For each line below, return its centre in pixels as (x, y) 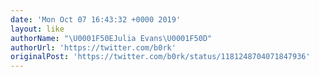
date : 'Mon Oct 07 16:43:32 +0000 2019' (96, 19)
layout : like (37, 29)
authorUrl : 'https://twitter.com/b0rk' (93, 47)
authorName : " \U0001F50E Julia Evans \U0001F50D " (111, 38)
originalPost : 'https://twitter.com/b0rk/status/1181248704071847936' (160, 57)
